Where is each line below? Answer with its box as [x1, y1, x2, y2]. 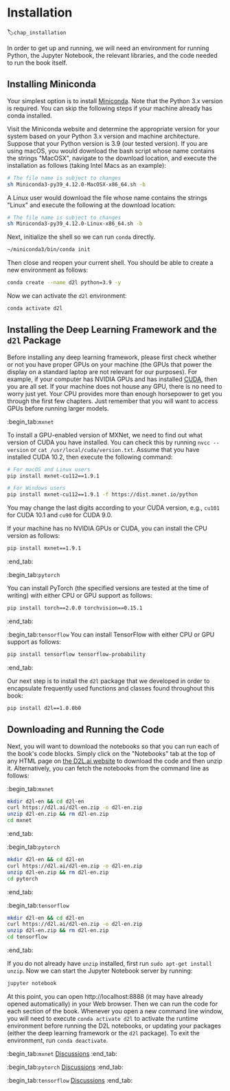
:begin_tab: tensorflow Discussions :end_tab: [7, 1076, 133, 1084]
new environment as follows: [7, 266, 89, 274]
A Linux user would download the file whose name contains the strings [7, 193, 207, 202]
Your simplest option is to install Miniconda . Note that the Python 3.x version [7, 96, 223, 105]
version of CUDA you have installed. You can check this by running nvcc [7, 438, 211, 446]
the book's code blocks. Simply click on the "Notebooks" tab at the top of [7, 749, 216, 757]
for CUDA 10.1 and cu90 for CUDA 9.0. [7, 511, 113, 519]
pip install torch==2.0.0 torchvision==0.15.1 [7, 605, 143, 612]
